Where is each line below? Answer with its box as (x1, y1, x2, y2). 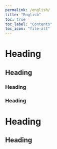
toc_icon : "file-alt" (5, 26, 50, 31)
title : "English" (5, 12, 41, 17)
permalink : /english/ (5, 7, 50, 13)
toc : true (5, 17, 26, 22)
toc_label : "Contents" (5, 21, 52, 27)
